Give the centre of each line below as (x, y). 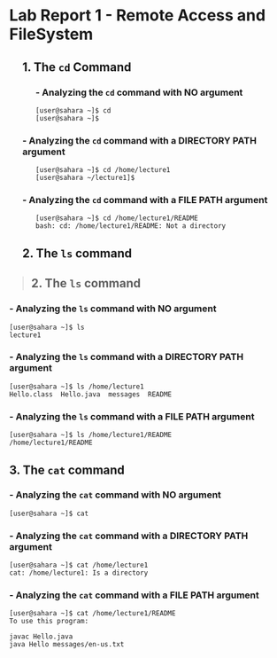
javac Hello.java (41, 637)
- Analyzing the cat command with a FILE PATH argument (134, 595)
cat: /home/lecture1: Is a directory (79, 573)
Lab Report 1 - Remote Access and (138, 16)
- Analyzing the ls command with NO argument (113, 309)
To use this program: (49, 622)
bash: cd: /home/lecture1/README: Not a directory (131, 226)
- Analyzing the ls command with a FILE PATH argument (132, 416)
